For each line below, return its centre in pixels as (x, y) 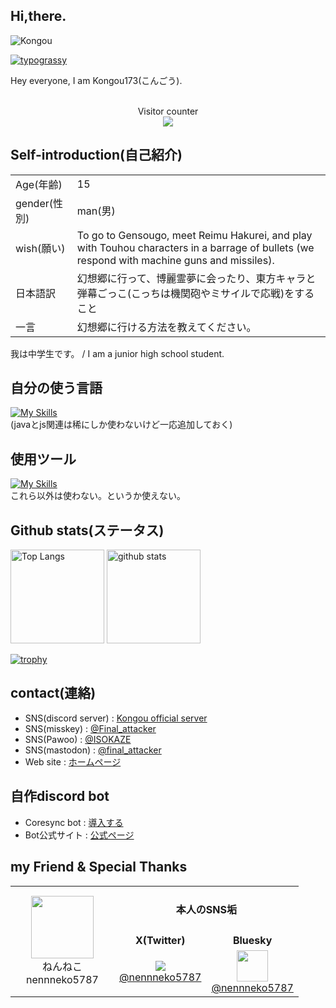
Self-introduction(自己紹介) (96, 155)
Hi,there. (38, 16)
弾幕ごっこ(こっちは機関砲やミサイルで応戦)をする (195, 293)
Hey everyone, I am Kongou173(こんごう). (96, 80)
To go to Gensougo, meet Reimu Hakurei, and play (194, 235)
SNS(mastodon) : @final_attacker (93, 750)
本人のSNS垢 (206, 909)
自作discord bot (60, 796)
